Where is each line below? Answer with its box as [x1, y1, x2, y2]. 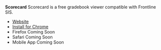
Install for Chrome [12, 24, 49, 30]
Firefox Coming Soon [12, 29, 55, 34]
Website [12, 19, 29, 24]
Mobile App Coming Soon [12, 39, 65, 45]
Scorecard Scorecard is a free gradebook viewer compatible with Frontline [5, 4, 156, 10]
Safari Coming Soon [12, 34, 53, 40]
